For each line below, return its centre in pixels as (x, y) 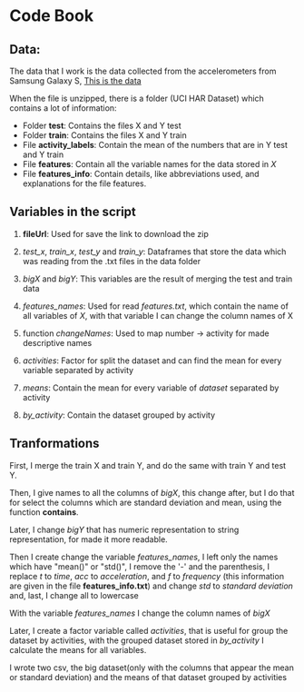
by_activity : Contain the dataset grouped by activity (119, 415)
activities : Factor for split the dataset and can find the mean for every (152, 361)
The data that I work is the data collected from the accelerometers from (143, 71)
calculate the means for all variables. (78, 649)
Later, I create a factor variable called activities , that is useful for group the (149, 630)
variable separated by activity (78, 370)
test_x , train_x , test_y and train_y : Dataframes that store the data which (154, 252)
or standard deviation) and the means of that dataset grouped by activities (148, 677)
